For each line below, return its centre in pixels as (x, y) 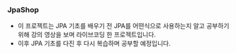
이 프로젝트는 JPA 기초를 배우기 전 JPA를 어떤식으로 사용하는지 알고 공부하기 (123, 26)
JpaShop (23, 10)
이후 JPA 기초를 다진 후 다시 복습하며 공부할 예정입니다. (94, 43)
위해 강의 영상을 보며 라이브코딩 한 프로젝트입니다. (86, 35)
